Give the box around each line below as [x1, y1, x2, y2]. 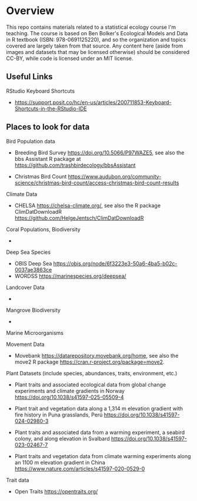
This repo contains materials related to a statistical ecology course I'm [6, 23, 176, 31]
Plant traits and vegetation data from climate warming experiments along [14, 452, 191, 459]
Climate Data [6, 190, 38, 197]
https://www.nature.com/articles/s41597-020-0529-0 [14, 465, 145, 472]
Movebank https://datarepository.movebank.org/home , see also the [14, 352, 179, 359]
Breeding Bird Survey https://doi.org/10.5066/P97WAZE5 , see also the [14, 149, 185, 156]
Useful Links [6, 72, 53, 82]
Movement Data [6, 341, 45, 348]
